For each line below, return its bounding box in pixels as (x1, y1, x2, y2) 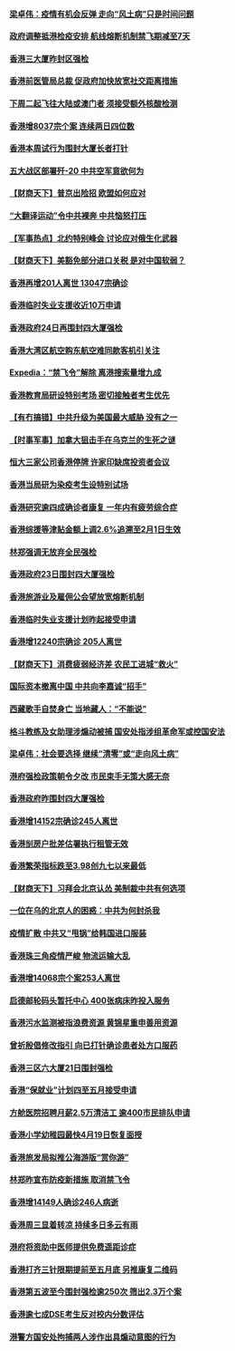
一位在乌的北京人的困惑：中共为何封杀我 (9, 905, 160, 916)
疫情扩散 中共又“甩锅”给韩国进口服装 (9, 927, 147, 938)
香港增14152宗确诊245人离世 (9, 815, 118, 826)
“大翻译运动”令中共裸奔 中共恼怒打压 (9, 209, 147, 221)
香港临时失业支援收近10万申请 (9, 300, 122, 311)
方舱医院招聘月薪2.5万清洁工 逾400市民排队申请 (9, 1106, 191, 1118)
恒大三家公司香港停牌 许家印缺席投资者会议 (9, 457, 170, 468)
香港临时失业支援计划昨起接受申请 (9, 613, 136, 624)
